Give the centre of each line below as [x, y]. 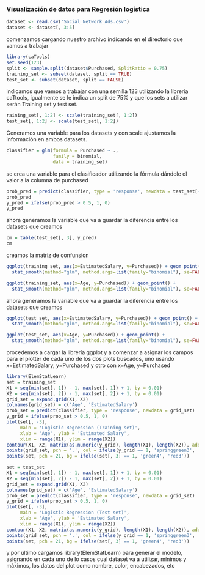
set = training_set [31, 382]
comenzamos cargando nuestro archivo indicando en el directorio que [95, 39]
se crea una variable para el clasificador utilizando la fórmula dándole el [97, 174]
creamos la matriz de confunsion [48, 255]
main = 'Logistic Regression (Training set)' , [80, 428]
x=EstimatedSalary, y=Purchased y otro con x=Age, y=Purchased [88, 365]
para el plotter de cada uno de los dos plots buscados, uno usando [91, 359]
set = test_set [26, 467]
